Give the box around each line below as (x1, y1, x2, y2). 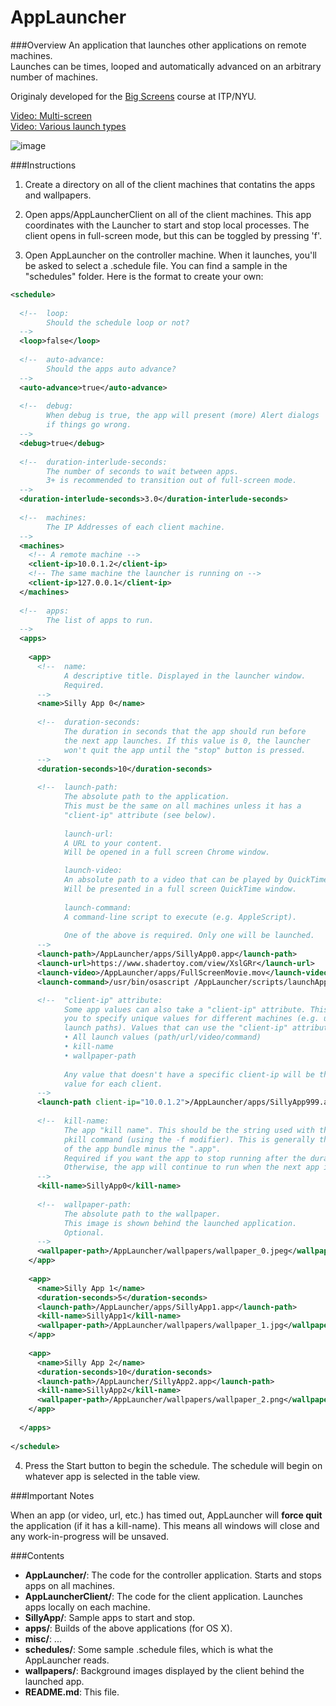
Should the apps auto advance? (46, 364, 177, 374)
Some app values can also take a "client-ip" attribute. (63, 1004, 307, 1015)
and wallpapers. (24, 189, 92, 201)
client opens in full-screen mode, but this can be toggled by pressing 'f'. (24, 229, 323, 241)
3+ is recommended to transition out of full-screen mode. (46, 476, 298, 486)
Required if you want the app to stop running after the (63, 1153, 307, 1163)
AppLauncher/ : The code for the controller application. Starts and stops (24, 1569, 322, 1581)
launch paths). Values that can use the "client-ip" (63, 1023, 288, 1033)
